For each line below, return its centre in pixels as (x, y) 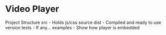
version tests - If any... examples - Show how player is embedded (73, 27)
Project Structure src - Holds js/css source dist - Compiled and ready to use (83, 22)
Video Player (32, 9)
